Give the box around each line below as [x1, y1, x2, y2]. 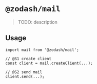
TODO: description [17, 19, 58, 25]
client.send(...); [5, 74, 45, 79]
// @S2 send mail [5, 69, 43, 75]
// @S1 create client [5, 56, 52, 61]
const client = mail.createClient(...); [5, 61, 93, 66]
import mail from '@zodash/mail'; [5, 47, 80, 52]
